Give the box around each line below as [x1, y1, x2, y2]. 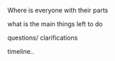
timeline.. [7, 48, 34, 55]
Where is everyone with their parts [7, 6, 109, 14]
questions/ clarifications [7, 33, 78, 42]
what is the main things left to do [7, 20, 103, 28]
